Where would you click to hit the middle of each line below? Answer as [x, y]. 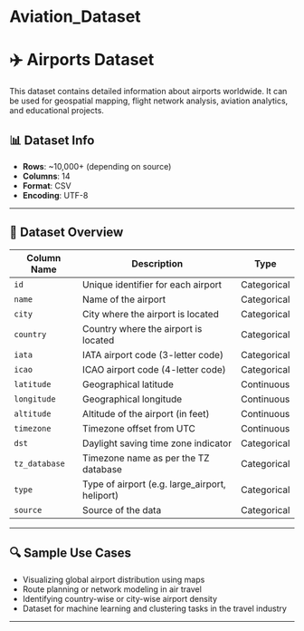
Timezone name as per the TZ [146, 458]
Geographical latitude [128, 384]
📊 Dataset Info [52, 140]
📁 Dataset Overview [66, 233]
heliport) [101, 495]
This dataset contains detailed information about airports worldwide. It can [148, 92]
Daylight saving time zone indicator [157, 443]
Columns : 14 [46, 176]
